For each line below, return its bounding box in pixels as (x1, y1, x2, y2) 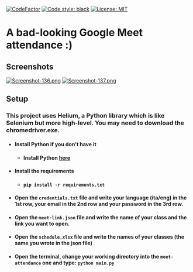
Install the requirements (14, 167, 74, 175)
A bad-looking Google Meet (6, 26, 143, 39)
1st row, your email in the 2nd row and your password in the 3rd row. (14, 201, 184, 208)
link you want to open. (14, 220, 70, 227)
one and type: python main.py (42, 259, 115, 266)
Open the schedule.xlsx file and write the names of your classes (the (14, 233, 185, 240)
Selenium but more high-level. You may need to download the (6, 119, 184, 127)
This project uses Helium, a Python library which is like (6, 112, 165, 120)
